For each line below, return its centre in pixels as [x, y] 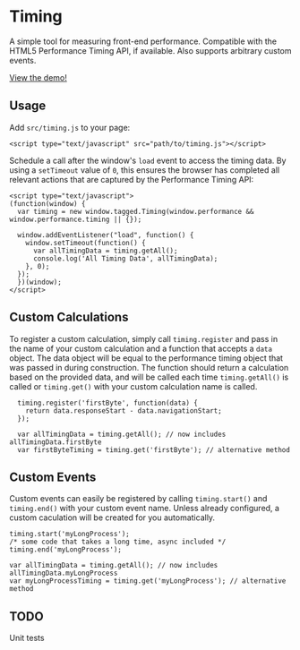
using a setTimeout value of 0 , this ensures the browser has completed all [145, 170]
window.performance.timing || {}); [76, 219]
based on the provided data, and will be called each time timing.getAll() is [149, 377]
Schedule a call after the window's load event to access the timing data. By [148, 160]
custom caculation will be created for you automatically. [112, 517]
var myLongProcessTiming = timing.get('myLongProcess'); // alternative [148, 581]
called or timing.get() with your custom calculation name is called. [133, 386]
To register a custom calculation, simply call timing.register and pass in [144, 338]
